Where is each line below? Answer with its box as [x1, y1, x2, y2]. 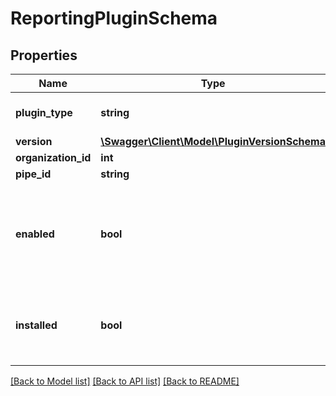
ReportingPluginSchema [10, 7, 218, 30]
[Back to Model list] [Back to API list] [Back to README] [10, 375, 240, 387]
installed [15, 318, 58, 332]
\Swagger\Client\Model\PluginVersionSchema [100, 135, 326, 148]
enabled [15, 227, 55, 241]
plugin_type [15, 106, 73, 119]
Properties [10, 47, 78, 64]
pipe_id [15, 167, 52, 181]
